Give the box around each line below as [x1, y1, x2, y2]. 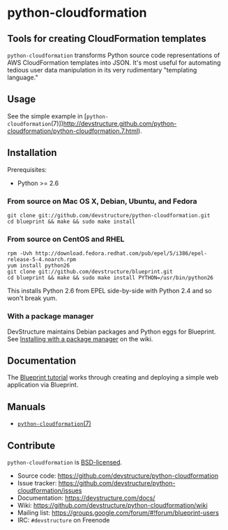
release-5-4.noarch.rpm [7, 256, 77, 263]
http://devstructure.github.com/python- [63, 119, 177, 127]
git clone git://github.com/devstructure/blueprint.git [7, 268, 173, 276]
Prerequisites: [7, 165, 47, 173]
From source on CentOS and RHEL [7, 234, 125, 244]
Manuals [7, 400, 46, 412]
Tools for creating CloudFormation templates [7, 33, 207, 45]
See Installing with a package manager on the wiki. [7, 334, 153, 343]
